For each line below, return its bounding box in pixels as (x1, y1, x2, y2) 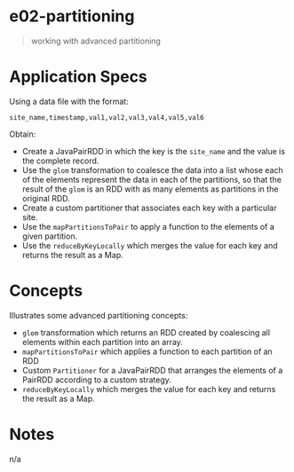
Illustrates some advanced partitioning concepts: (9, 310, 188, 320)
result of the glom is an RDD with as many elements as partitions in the (21, 184, 279, 194)
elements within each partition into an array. (21, 336, 184, 347)
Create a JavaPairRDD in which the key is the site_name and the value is (21, 146, 286, 156)
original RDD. (21, 193, 71, 203)
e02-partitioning (9, 6, 135, 27)
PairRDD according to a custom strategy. (21, 374, 171, 385)
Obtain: (9, 129, 36, 139)
